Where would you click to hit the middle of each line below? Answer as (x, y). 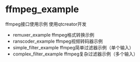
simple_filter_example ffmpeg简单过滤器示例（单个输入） (73, 47)
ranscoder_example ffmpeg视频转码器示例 (58, 41)
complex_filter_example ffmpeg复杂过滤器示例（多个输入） (75, 54)
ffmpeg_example (42, 9)
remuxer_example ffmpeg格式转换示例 (53, 35)
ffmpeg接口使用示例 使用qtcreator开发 (46, 24)
